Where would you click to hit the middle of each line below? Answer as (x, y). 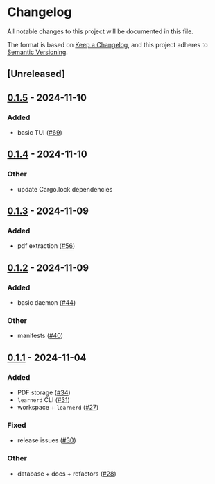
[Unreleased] (36, 74)
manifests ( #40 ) (40, 336)
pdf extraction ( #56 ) (46, 246)
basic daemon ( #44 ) (46, 303)
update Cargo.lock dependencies (65, 189)
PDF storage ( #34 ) (44, 392)
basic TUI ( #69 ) (40, 133)
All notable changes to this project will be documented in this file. (101, 31)
